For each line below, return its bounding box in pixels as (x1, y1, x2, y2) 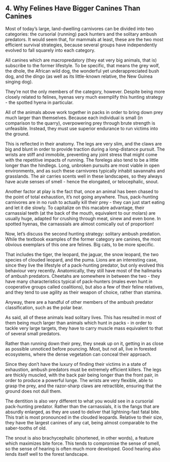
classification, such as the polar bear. (5, 304, 84, 310)
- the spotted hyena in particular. (5, 99, 74, 105)
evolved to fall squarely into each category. (5, 47, 95, 53)
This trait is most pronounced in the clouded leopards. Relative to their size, (5, 414, 163, 420)
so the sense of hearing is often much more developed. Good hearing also (5, 445, 161, 452)
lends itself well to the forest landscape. (5, 451, 89, 457)
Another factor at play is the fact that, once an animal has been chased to (5, 188, 159, 194)
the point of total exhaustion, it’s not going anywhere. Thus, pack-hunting (5, 193, 158, 200)
